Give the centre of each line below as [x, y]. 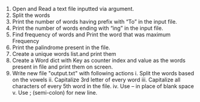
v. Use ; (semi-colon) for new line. [55, 93]
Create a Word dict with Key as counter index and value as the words [99, 60]
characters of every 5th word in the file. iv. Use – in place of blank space [103, 86]
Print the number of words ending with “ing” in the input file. [87, 28]
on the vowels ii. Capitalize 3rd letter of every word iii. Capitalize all [96, 80]
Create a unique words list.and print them [64, 54]
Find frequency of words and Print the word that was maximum [91, 35]
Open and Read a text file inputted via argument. [73, 9]
